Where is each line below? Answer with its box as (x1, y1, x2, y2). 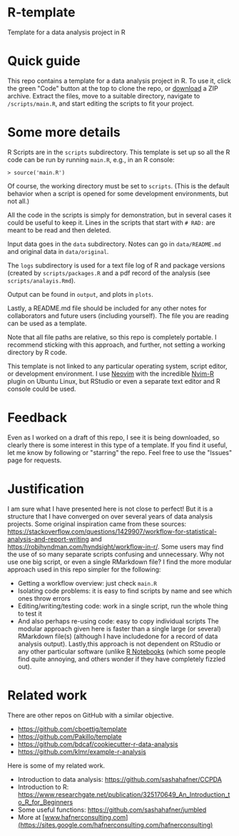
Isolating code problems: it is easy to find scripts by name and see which (17, 586, 233, 595)
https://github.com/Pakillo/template (17, 732, 123, 740)
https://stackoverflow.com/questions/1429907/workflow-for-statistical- (7, 527, 218, 536)
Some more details (7, 124, 121, 141)
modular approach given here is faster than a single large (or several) (17, 624, 221, 633)
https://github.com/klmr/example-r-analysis (17, 747, 146, 756)
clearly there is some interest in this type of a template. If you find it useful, (7, 440, 228, 449)
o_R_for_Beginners (17, 797, 73, 806)
